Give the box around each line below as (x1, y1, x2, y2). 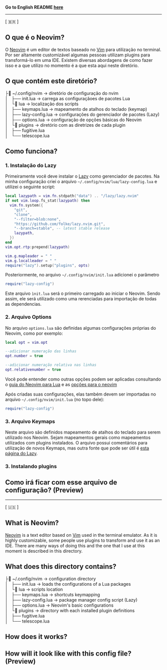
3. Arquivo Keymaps (5, 418, 56, 425)
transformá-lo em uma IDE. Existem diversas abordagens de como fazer (5, 57, 153, 63)
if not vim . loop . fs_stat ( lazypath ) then (5, 198, 90, 204)
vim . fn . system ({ (9, 203, 43, 208)
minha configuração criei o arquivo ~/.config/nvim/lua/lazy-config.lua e (5, 179, 158, 185)
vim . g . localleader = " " (5, 258, 57, 263)
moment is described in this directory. (5, 548, 83, 554)
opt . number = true (5, 354, 43, 359)
